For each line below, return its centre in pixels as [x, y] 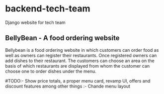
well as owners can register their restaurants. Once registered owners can [81, 55]
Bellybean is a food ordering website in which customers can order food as [82, 50]
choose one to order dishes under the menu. [51, 71]
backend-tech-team [48, 9]
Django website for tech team [35, 22]
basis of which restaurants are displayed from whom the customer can [78, 66]
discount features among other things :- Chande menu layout [68, 86]
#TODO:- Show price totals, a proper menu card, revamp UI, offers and [78, 81]
